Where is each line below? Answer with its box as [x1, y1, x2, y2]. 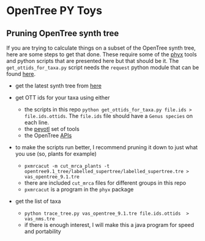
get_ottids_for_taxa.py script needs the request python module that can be [6, 64, 199, 71]
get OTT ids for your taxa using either [15, 94, 110, 101]
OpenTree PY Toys [6, 4, 103, 18]
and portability [24, 228, 61, 235]
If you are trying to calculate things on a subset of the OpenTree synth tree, [6, 44, 196, 51]
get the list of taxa [15, 198, 61, 205]
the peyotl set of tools [24, 125, 80, 132]
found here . [6, 70, 35, 77]
